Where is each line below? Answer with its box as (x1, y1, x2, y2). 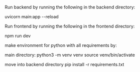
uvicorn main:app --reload (4, 14, 59, 19)
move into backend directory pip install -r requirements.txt (4, 62, 125, 67)
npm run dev (4, 33, 31, 38)
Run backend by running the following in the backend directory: (4, 4, 136, 10)
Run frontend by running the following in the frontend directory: (4, 23, 135, 29)
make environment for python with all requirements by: (4, 42, 117, 48)
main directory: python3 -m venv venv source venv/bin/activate (4, 52, 135, 58)
